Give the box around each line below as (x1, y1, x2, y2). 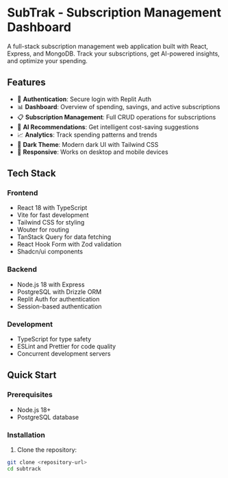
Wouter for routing (16, 225, 70, 234)
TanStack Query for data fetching (16, 233, 112, 241)
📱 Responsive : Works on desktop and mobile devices (16, 148, 169, 156)
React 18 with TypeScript (16, 204, 88, 212)
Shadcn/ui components (16, 247, 84, 255)
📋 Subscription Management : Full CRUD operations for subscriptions (16, 113, 216, 121)
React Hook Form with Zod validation (16, 240, 122, 249)
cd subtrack (7, 465, 41, 472)
